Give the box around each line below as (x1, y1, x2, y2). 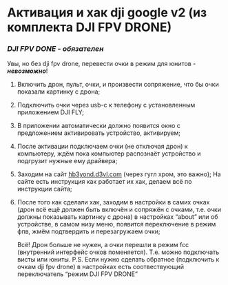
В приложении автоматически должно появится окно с (17, 122, 181, 130)
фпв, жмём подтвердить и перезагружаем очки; (17, 227, 160, 235)
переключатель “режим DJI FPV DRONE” (17, 270, 138, 278)
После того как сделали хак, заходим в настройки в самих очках (17, 198, 210, 207)
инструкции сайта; (17, 184, 72, 193)
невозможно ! (7, 67, 48, 75)
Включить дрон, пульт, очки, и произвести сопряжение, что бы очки (17, 81, 219, 89)
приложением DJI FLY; (17, 108, 84, 116)
